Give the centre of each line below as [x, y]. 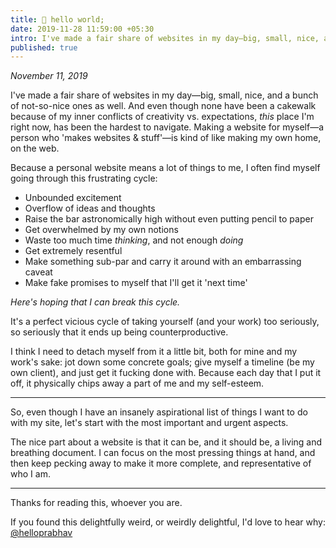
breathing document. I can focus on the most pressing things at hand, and [163, 453]
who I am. [30, 474]
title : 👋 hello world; [57, 19]
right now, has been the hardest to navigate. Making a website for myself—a [167, 127]
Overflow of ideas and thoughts [90, 208]
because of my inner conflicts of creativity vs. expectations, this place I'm [162, 117]
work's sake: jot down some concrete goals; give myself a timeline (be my [162, 362]
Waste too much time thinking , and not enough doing [134, 240]
